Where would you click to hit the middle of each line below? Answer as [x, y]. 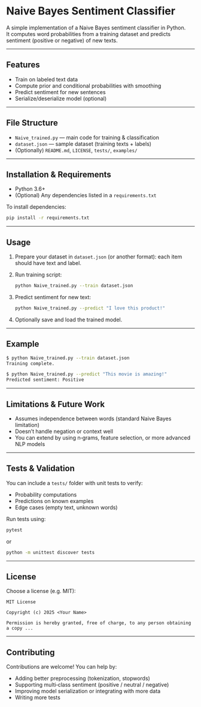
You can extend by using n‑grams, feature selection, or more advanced [102, 437]
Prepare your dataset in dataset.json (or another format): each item [98, 257]
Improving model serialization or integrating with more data [88, 691]
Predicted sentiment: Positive [45, 380]
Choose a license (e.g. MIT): [41, 591]
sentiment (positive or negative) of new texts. [62, 40]
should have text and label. [48, 263]
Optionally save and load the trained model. [68, 320]
